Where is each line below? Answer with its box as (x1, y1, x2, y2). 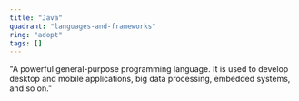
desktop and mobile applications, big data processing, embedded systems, (9, 74, 291, 85)
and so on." (9, 83, 53, 94)
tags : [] (9, 38, 43, 48)
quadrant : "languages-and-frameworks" (9, 22, 156, 31)
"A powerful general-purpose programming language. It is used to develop (9, 64, 289, 75)
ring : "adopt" (9, 30, 64, 39)
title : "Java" (9, 13, 64, 23)
